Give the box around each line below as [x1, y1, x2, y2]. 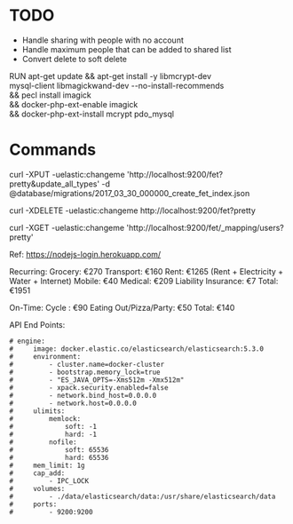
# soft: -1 [9, 422, 98, 431]
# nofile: [9, 437, 77, 447]
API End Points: [9, 319, 66, 329]
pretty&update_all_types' [9, 179, 100, 189]
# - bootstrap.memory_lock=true [9, 368, 162, 377]
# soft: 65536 [9, 445, 109, 454]
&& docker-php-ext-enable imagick [9, 99, 139, 109]
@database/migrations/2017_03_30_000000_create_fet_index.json [9, 187, 250, 198]
